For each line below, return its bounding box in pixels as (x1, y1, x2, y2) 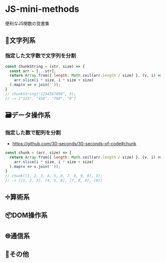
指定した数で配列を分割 (5, 129, 61, 136)
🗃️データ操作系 (5, 111, 51, 120)
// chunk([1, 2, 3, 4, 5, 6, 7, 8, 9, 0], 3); (5, 173, 103, 178)
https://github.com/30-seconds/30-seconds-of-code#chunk (12, 141, 137, 147)
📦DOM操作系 (5, 211, 48, 219)
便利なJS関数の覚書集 (5, 20, 49, 26)
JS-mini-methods (5, 3, 80, 15)
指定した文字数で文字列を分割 (5, 52, 77, 59)
